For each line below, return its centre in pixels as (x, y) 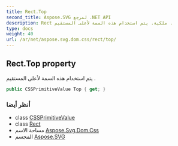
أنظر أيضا (18, 104)
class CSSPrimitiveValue (45, 117)
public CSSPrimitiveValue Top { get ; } (56, 89)
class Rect (28, 124)
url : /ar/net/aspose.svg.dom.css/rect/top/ (61, 39)
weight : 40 (20, 34)
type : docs (20, 28)
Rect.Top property (41, 64)
